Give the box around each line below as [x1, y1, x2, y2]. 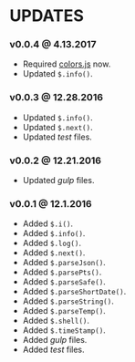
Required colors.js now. [22, 58, 111, 69]
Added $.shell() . [22, 315, 89, 326]
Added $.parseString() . [22, 295, 114, 306]
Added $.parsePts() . [22, 266, 102, 278]
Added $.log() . [22, 238, 82, 249]
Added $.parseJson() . [22, 257, 107, 268]
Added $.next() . [22, 247, 86, 258]
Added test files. [22, 344, 85, 356]
